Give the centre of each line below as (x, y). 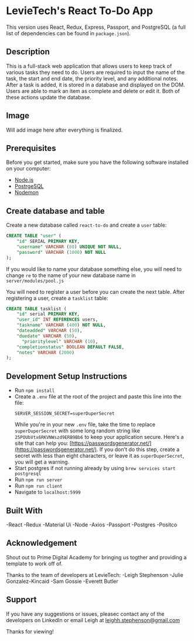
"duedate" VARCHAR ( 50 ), (47, 336)
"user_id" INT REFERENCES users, (57, 320)
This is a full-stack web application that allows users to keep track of (89, 66)
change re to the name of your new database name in (71, 275)
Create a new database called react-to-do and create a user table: (86, 225)
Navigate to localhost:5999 (47, 492)
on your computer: (28, 169)
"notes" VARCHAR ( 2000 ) (46, 353)
